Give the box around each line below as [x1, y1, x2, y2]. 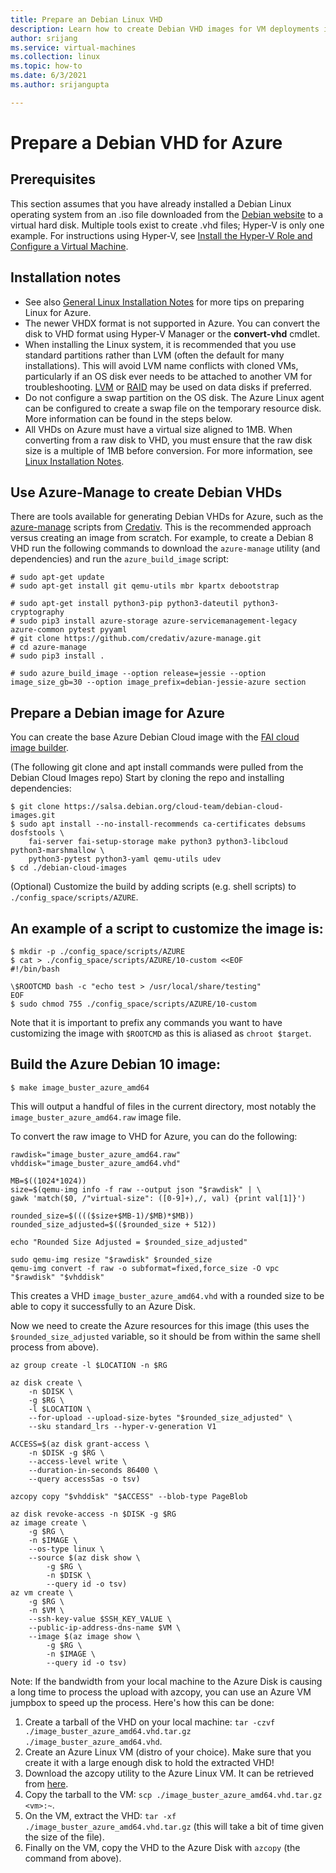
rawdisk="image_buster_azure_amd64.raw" [10, 1149, 182, 1160]
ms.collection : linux [10, 52, 101, 62]
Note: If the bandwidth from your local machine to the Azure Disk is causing [10, 1675, 323, 1687]
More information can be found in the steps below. [24, 412, 233, 425]
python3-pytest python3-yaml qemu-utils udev [28, 854, 222, 865]
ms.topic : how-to [10, 61, 83, 71]
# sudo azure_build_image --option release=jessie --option [10, 669, 267, 679]
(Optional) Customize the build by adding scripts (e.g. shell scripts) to [10, 881, 297, 893]
